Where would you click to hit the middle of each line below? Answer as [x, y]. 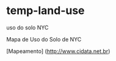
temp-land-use [45, 11]
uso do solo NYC [27, 27]
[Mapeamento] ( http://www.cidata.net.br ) [58, 51]
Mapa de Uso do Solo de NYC [44, 39]
